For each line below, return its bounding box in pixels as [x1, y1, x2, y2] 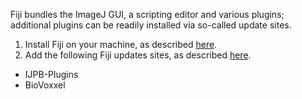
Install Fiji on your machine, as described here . [24, 39, 218, 50]
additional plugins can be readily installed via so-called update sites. [10, 19, 292, 31]
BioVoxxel [24, 79, 66, 91]
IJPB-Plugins [24, 69, 79, 80]
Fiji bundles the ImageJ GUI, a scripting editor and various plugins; [10, 9, 285, 20]
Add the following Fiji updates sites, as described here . [24, 49, 252, 61]
